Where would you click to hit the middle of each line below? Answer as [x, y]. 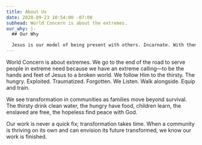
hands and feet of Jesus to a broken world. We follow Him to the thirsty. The [101, 75]
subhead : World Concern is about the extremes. [67, 23]
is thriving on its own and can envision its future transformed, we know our [99, 130]
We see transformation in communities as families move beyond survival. [97, 99]
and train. [18, 88]
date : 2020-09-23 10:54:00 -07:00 [50, 17]
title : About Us [26, 12]
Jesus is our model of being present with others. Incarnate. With [98, 45]
